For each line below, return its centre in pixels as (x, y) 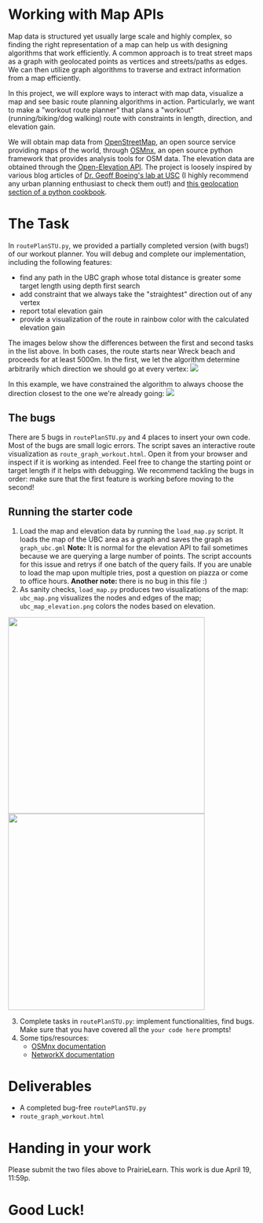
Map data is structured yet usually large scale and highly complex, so (120, 36)
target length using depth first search (80, 285)
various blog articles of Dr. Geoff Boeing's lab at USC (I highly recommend (128, 175)
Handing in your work (80, 1148)
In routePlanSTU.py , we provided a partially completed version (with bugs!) (129, 245)
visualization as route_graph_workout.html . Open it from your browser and (128, 454)
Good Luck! (46, 1210)
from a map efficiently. (44, 78)
